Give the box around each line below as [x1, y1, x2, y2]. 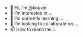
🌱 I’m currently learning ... [10, 15, 64, 21]
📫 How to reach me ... [10, 26, 57, 32]
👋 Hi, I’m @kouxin [10, 5, 47, 10]
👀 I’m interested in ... [10, 10, 53, 16]
